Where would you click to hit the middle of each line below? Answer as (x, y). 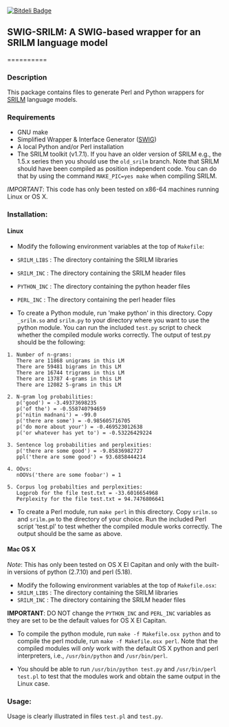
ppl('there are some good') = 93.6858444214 (81, 457)
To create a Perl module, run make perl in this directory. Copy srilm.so (117, 511)
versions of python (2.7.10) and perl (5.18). (73, 572)
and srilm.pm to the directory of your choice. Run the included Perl (111, 519)
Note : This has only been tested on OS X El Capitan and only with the (105, 564)
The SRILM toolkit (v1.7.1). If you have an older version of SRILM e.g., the (119, 154)
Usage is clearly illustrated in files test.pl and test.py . (85, 716)
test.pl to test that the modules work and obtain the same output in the (119, 676)
